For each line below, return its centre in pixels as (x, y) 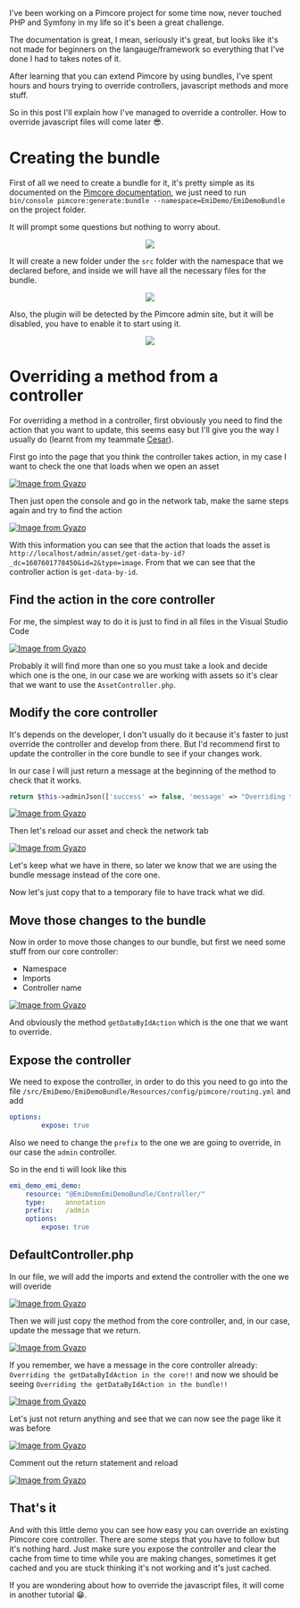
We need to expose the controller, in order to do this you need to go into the (149, 1082)
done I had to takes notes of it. (65, 59)
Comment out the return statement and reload (94, 1462)
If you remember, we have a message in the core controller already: (133, 1365)
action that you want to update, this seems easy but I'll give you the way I (144, 429)
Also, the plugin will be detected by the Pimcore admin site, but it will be (142, 314)
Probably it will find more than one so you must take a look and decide (138, 665)
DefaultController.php (71, 1255)
